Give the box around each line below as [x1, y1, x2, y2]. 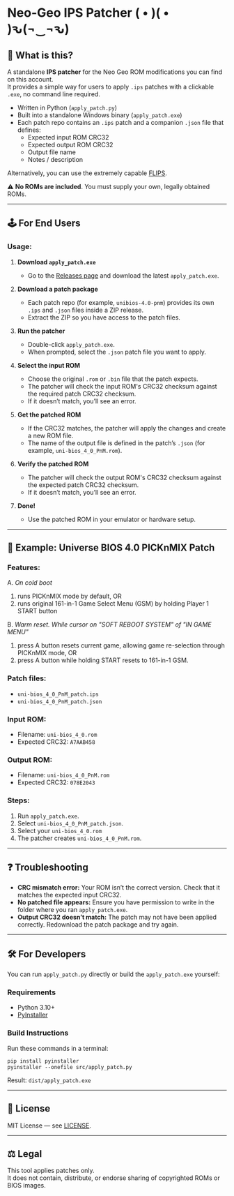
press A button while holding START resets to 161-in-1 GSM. [17, 656, 189, 664]
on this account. [7, 75, 54, 83]
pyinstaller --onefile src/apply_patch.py [7, 1063, 132, 1070]
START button [17, 607, 58, 615]
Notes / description [27, 156, 84, 163]
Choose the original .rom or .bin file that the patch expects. [27, 375, 198, 383]
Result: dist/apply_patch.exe [7, 1076, 91, 1084]
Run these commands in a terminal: [7, 1044, 109, 1052]
